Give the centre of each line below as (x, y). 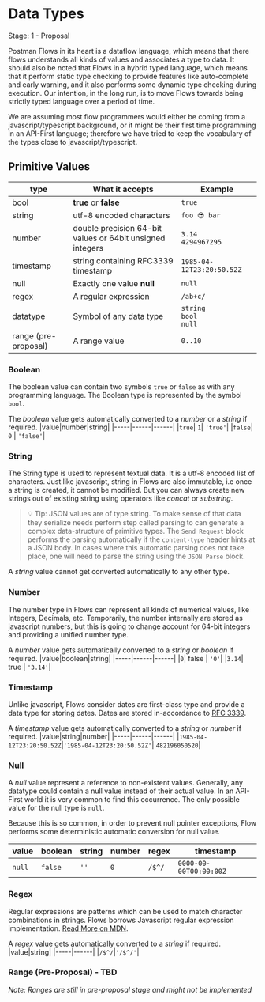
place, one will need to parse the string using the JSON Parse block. (136, 556)
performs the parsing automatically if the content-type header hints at (141, 539)
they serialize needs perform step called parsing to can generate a (136, 523)
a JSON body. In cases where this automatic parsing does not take (136, 548)
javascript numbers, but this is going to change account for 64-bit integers (129, 626)
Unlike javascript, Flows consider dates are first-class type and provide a (127, 704)
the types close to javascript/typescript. (73, 142)
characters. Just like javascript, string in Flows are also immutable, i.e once (130, 482)
